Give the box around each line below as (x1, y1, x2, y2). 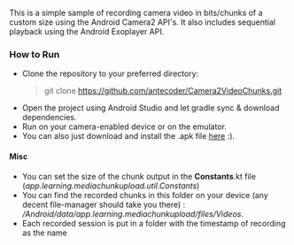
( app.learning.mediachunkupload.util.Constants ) (21, 180, 200, 191)
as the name (21, 227, 68, 238)
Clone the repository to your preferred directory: (21, 68, 199, 79)
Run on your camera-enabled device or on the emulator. (21, 121, 228, 132)
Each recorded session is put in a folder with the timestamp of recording (21, 218, 286, 228)
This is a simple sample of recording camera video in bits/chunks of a (9, 8, 263, 18)
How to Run (9, 48, 60, 60)
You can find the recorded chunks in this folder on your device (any (21, 189, 268, 200)
